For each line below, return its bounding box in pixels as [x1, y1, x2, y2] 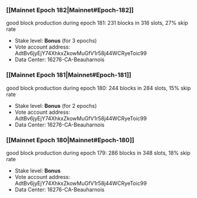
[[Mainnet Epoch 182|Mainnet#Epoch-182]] [6, 6, 134, 14]
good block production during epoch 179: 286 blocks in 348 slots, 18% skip [6, 149, 191, 157]
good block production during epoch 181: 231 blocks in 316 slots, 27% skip [6, 20, 188, 27]
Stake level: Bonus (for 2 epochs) [14, 102, 97, 109]
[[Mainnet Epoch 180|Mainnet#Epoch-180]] [6, 136, 135, 144]
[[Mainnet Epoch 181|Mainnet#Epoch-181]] [6, 71, 132, 79]
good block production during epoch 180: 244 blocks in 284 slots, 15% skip [6, 84, 191, 91]
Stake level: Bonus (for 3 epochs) [14, 37, 97, 44]
